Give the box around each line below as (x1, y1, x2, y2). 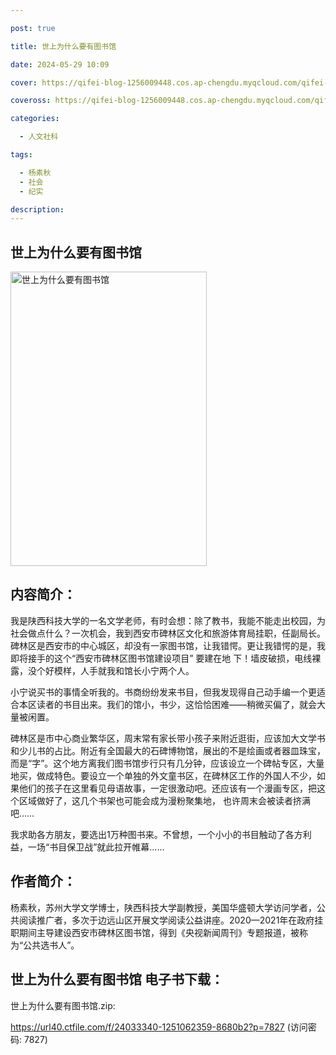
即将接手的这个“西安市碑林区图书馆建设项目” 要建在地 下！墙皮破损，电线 (10, 652, 313, 664)
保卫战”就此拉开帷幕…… (66, 841, 165, 853)
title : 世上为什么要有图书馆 (10, 41, 117, 51)
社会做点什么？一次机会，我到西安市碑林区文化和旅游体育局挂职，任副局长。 (10, 627, 326, 639)
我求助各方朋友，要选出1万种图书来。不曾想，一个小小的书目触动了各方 (10, 828, 303, 840)
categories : (10, 114, 60, 124)
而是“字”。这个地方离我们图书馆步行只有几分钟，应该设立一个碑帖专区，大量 (10, 757, 325, 769)
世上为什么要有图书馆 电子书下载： (10, 971, 224, 988)
